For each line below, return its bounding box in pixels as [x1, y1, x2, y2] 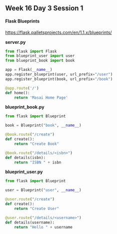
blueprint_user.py [5, 169, 43, 175]
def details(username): [5, 220, 55, 225]
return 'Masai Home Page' [14, 95, 68, 100]
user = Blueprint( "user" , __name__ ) [5, 188, 81, 193]
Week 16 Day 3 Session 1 [5, 4, 83, 13]
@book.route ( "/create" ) [5, 132, 55, 137]
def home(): [5, 90, 30, 95]
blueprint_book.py [5, 104, 44, 110]
